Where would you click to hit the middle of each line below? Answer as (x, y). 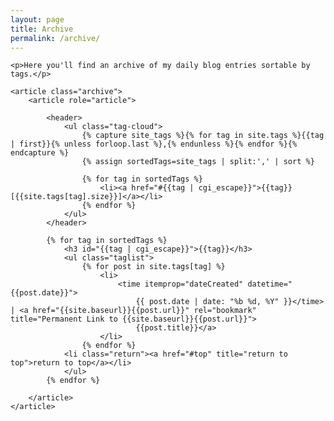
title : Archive (42, 29)
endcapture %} (40, 153)
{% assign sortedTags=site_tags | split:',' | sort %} (198, 162)
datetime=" (270, 284)
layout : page (37, 19)
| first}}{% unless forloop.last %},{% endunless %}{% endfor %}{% (154, 144)
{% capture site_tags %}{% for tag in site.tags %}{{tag (203, 136)
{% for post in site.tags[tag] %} (153, 267)
